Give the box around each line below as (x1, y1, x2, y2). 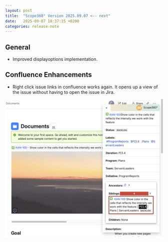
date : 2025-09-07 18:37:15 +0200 (5, 18, 79, 23)
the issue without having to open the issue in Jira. (12, 89, 115, 95)
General (5, 43, 31, 51)
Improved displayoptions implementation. (12, 56, 97, 62)
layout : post (5, 8, 32, 13)
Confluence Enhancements (5, 70, 92, 79)
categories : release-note (5, 24, 59, 29)
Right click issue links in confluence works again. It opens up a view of (12, 84, 158, 90)
